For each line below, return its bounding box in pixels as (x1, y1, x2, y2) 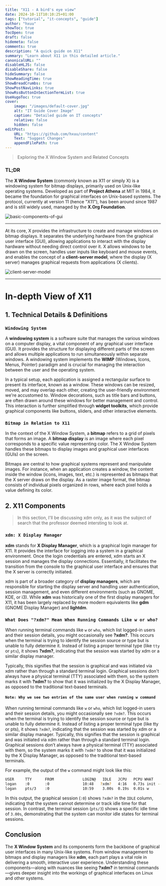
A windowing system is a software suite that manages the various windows (5, 335, 160, 341)
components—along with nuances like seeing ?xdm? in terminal (5, 864, 135, 871)
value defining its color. (5, 487, 53, 493)
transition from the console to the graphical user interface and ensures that (5, 563, 158, 569)
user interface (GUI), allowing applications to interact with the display (5, 238, 146, 244)
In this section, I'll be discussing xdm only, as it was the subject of (17, 515, 152, 521)
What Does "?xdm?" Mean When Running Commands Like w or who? (5, 617, 158, 622)
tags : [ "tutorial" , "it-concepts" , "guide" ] (5, 16, 98, 21)
